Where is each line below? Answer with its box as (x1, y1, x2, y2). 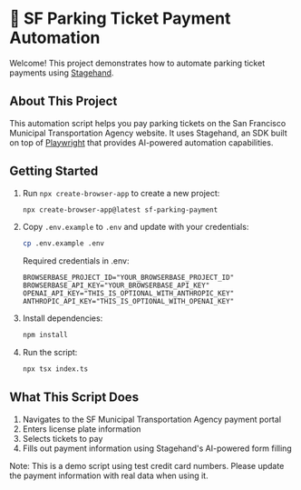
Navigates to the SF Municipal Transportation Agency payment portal (22, 414, 282, 425)
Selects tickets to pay (22, 433, 103, 444)
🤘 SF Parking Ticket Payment (9, 8, 231, 29)
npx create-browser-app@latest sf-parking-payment (22, 205, 218, 215)
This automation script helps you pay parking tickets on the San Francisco (9, 117, 286, 128)
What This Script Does (9, 390, 139, 405)
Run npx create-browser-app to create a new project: (22, 187, 220, 198)
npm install (22, 331, 68, 340)
